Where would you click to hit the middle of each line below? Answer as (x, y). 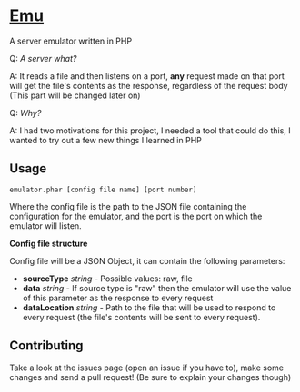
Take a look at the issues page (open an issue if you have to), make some (147, 367)
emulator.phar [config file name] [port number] (103, 190)
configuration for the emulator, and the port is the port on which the (136, 216)
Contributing (46, 346)
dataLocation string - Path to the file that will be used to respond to (149, 307)
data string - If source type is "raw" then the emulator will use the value (157, 288)
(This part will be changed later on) (75, 95)
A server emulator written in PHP (71, 41)
